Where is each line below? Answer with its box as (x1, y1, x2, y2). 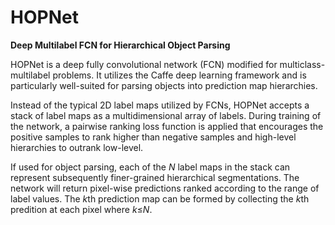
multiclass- (279, 58, 326, 70)
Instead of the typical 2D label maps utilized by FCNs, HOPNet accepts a (10, 99, 310, 111)
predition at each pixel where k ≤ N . (10, 203, 153, 215)
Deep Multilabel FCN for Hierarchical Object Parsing (10, 39, 231, 51)
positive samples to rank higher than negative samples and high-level (10, 131, 297, 143)
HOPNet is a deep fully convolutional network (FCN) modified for (10, 58, 278, 70)
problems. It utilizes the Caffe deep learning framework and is (52, 69, 307, 81)
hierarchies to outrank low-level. (10, 141, 144, 153)
